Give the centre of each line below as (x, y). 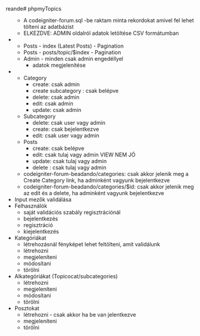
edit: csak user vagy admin (66, 135)
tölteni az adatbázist (48, 27)
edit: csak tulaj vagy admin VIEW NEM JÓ (84, 155)
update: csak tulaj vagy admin (69, 161)
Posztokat (27, 308)
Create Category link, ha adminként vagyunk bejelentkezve (96, 180)
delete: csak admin (56, 97)
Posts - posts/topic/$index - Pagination (72, 52)
